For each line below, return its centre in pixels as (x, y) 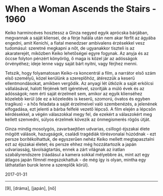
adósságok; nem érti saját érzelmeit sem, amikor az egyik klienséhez (74, 94)
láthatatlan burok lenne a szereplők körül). (47, 165)
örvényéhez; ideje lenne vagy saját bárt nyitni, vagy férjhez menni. (71, 64)
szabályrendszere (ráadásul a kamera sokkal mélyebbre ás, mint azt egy (77, 154)
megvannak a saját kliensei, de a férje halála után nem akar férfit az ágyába (81, 38)
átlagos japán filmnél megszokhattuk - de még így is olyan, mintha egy (76, 160)
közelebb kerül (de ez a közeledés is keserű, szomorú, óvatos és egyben (78, 98)
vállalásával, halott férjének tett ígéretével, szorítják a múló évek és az (75, 88)
